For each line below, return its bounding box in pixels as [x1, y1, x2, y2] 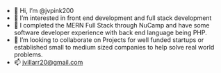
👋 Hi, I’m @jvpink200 [13, 7, 74, 14]
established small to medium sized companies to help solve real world [13, 43, 215, 51]
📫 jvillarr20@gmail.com [13, 59, 83, 66]
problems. [13, 50, 43, 59]
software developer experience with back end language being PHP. [13, 28, 207, 36]
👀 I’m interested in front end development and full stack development [13, 14, 212, 22]
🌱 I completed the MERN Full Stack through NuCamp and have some [13, 21, 210, 29]
